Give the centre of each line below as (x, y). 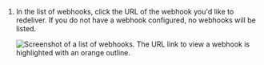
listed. (26, 28)
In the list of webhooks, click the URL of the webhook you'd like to (125, 12)
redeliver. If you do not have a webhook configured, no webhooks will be (136, 20)
